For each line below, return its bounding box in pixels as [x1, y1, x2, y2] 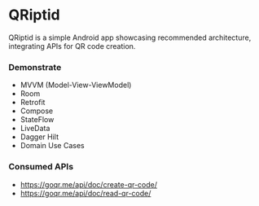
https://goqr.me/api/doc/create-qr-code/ [20, 179, 157, 189]
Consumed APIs [8, 161, 74, 173]
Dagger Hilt [20, 132, 59, 142]
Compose [20, 106, 54, 116]
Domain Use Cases [20, 141, 85, 151]
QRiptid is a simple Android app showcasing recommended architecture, [8, 33, 252, 42]
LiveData [20, 124, 50, 134]
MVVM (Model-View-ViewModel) [20, 80, 132, 90]
